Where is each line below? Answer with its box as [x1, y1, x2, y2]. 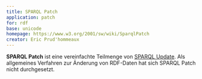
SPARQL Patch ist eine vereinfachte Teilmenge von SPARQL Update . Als [6, 53, 186, 60]
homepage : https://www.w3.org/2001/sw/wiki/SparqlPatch [6, 31, 150, 37]
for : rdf [6, 20, 28, 26]
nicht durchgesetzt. [6, 66, 55, 72]
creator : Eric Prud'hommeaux [6, 37, 80, 42]
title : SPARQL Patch [6, 8, 58, 15]
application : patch [6, 14, 55, 20]
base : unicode [6, 25, 42, 32]
